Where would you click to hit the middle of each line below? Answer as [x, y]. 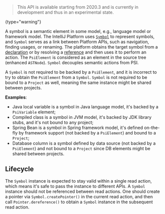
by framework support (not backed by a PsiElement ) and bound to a [87, 133]
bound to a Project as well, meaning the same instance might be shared [78, 82]
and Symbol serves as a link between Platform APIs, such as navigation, [77, 42]
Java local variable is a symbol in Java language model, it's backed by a [85, 107]
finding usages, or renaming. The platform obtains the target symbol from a [82, 47]
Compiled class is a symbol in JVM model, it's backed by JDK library [82, 117]
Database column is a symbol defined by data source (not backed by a [84, 143]
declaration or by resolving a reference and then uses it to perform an [76, 52]
